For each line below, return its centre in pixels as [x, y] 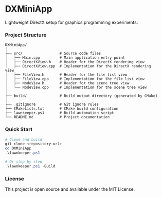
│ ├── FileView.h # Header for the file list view [66, 75]
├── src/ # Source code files [53, 54]
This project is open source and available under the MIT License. [70, 189]
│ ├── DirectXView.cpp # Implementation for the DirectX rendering [78, 66]
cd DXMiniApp [18, 148]
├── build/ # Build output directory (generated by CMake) [81, 96]
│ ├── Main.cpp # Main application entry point [65, 58]
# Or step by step [24, 162]
